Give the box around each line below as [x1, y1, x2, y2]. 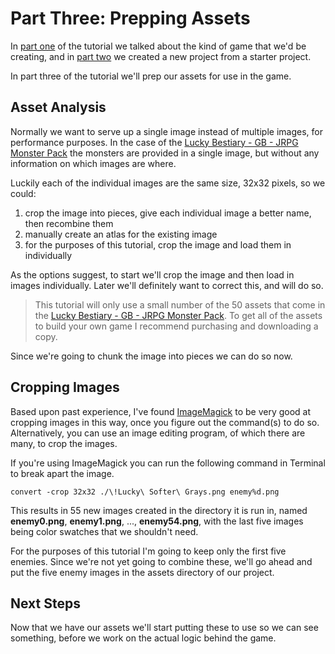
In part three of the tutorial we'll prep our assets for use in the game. [10, 70, 292, 82]
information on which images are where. [10, 157, 177, 169]
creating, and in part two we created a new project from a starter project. [10, 50, 312, 62]
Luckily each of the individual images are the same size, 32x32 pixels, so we [10, 177, 326, 189]
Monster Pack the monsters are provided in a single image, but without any [10, 147, 320, 159]
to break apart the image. [10, 467, 115, 479]
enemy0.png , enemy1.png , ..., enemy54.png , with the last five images [10, 515, 304, 527]
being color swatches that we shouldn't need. [10, 525, 199, 537]
